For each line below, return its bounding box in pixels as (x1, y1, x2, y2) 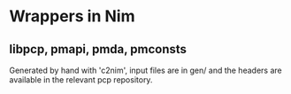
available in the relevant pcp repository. (9, 74, 153, 85)
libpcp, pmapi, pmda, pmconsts (9, 42, 188, 57)
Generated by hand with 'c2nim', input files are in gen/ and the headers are (9, 65, 282, 75)
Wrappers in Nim (9, 6, 135, 27)
